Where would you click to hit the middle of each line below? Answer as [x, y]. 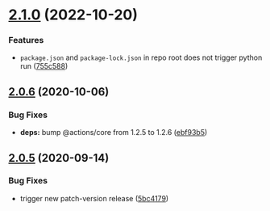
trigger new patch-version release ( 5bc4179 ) [94, 198]
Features [26, 40]
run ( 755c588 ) [44, 66]
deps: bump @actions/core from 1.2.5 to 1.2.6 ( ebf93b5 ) [114, 133]
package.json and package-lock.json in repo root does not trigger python [141, 57]
